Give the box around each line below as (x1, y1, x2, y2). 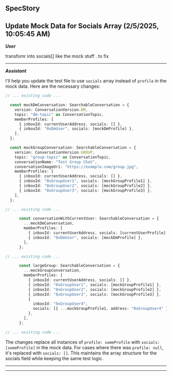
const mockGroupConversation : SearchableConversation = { (10, 145, 137, 150)
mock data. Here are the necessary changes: (5, 83, 100, 89)
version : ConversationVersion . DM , (14, 107, 88, 112)
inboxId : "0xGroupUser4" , (32, 301, 88, 307)
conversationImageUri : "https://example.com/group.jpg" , (14, 164, 139, 169)
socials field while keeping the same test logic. (5, 355, 104, 361)
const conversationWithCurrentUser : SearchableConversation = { (18, 216, 159, 221)
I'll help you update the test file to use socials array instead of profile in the (5, 78, 167, 84)
